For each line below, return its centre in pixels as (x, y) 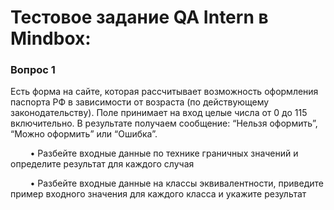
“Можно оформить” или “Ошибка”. (84, 134)
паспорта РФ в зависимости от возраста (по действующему (140, 102)
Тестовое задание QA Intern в (139, 17)
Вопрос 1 (33, 70)
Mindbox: (51, 38)
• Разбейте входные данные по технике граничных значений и (164, 153)
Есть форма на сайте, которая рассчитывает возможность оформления (164, 92)
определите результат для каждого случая (102, 164)
